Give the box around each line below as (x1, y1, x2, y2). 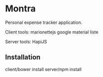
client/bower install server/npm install (5, 66, 82, 72)
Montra (5, 3, 36, 14)
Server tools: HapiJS (5, 38, 47, 45)
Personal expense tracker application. (5, 19, 83, 25)
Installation (5, 53, 41, 62)
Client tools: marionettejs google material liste (5, 29, 99, 35)
